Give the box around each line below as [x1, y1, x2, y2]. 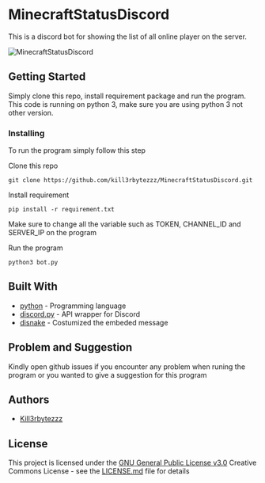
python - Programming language [19, 301, 127, 310]
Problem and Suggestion [8, 340, 133, 354]
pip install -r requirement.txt [8, 206, 115, 214]
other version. [8, 108, 54, 117]
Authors [8, 394, 50, 407]
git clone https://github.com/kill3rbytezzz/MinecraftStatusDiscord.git [8, 177, 253, 184]
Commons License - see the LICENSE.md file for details [8, 466, 190, 476]
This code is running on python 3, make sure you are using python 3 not [8, 99, 243, 108]
